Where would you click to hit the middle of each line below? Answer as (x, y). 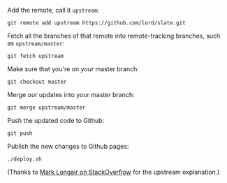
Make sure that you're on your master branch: (73, 69)
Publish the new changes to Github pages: (68, 146)
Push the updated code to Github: (56, 120)
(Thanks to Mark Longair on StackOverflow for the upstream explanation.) (113, 172)
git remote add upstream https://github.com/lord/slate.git (97, 23)
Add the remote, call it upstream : (53, 10)
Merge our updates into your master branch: (71, 95)
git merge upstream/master (46, 108)
